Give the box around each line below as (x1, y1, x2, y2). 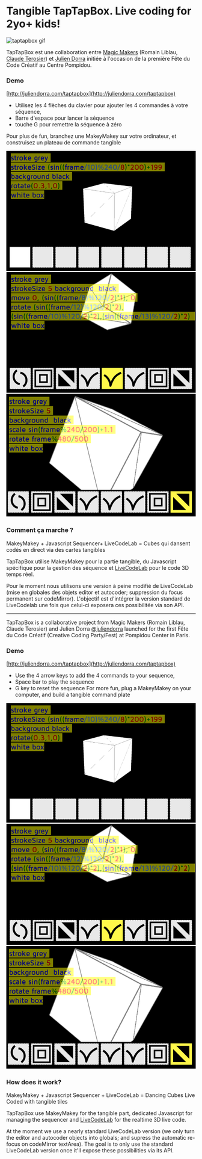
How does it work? (6, 1078, 62, 1086)
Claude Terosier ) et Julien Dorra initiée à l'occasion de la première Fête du (6, 55, 191, 62)
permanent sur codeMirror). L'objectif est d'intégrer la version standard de (6, 595, 191, 602)
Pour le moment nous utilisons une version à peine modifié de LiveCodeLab (6, 582, 194, 589)
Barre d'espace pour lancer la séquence (14, 114, 115, 122)
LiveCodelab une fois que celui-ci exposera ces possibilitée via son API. (6, 601, 185, 608)
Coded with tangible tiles (6, 1098, 68, 1105)
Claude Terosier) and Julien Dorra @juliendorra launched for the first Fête (6, 625, 189, 632)
